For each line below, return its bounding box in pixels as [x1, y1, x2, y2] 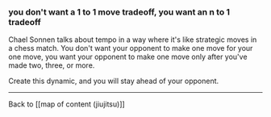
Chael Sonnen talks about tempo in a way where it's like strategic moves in [8, 35, 257, 44]
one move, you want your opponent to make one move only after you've [8, 52, 248, 62]
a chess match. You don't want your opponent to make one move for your [8, 44, 253, 53]
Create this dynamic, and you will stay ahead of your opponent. [8, 76, 219, 86]
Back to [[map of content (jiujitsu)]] [8, 99, 125, 109]
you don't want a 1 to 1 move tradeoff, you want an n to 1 [8, 6, 231, 18]
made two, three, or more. [8, 61, 95, 70]
